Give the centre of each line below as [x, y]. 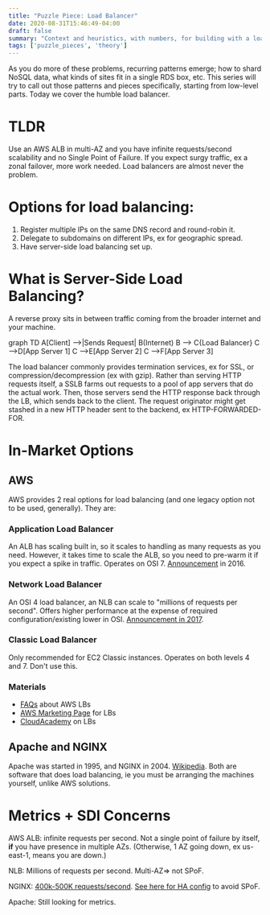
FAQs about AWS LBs [55, 704]
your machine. [32, 327]
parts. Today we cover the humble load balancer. [89, 94]
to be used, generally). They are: [62, 508]
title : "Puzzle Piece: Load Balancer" [73, 16]
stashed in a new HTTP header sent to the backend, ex [99, 409]
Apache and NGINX [58, 746]
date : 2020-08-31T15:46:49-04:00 [64, 23]
